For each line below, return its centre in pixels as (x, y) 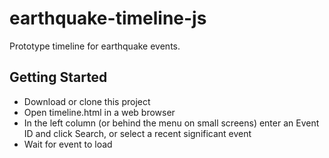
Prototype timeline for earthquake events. (95, 46)
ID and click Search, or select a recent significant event (137, 133)
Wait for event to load (68, 144)
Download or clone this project (87, 101)
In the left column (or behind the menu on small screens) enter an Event (171, 123)
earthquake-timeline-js (108, 18)
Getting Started (58, 77)
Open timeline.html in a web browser (99, 112)
